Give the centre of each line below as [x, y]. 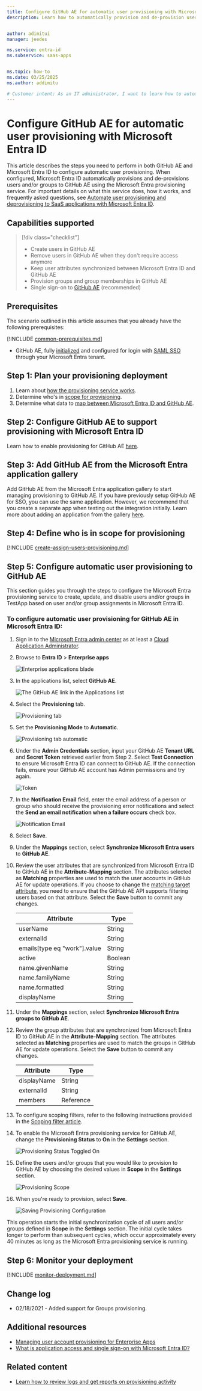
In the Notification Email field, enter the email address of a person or [101, 800]
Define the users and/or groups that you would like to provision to [97, 1163]
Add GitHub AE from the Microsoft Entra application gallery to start [89, 489]
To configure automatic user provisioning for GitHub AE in [93, 619]
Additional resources [47, 1327]
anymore [41, 262]
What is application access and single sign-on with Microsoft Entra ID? [102, 1348]
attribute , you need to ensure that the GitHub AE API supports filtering [102, 891]
